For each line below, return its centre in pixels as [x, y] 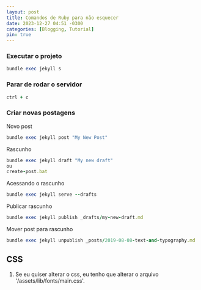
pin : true [19, 35]
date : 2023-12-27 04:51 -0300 [45, 23]
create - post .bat [27, 172]
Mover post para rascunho [40, 229]
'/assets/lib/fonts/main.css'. [50, 281]
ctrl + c [17, 97]
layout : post [23, 12]
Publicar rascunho [29, 206]
